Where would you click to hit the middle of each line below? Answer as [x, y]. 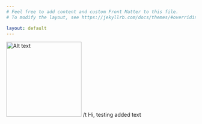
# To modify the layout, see [43, 17]
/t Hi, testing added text [112, 115]
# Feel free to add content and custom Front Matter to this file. [93, 12]
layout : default [26, 28]
